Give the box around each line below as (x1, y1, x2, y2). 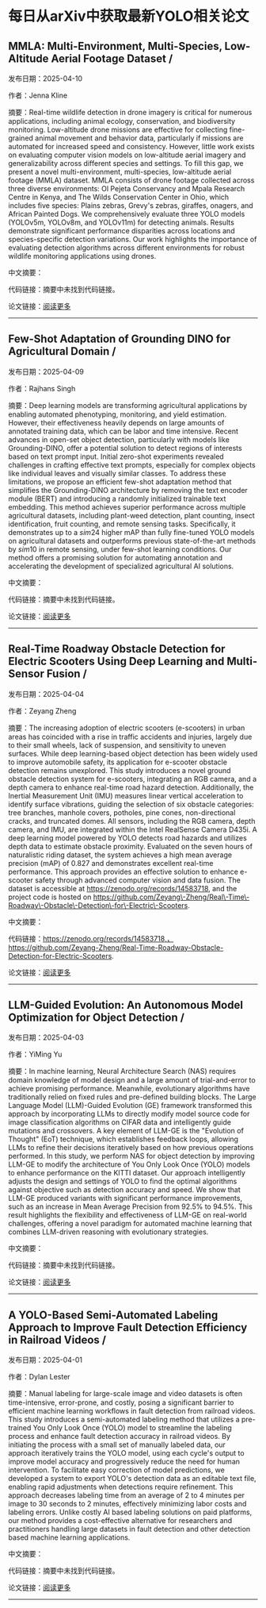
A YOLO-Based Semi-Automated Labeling (8, 1308, 218, 1321)
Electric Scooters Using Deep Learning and (8, 655, 225, 668)
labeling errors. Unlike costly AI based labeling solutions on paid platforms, (8, 1507, 253, 1517)
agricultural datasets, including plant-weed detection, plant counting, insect (8, 510, 255, 520)
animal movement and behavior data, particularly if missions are (35, 133, 244, 143)
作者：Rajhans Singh (8, 383, 76, 393)
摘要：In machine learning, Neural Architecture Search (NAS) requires (8, 1067, 236, 1076)
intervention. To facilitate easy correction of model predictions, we (8, 1465, 226, 1475)
